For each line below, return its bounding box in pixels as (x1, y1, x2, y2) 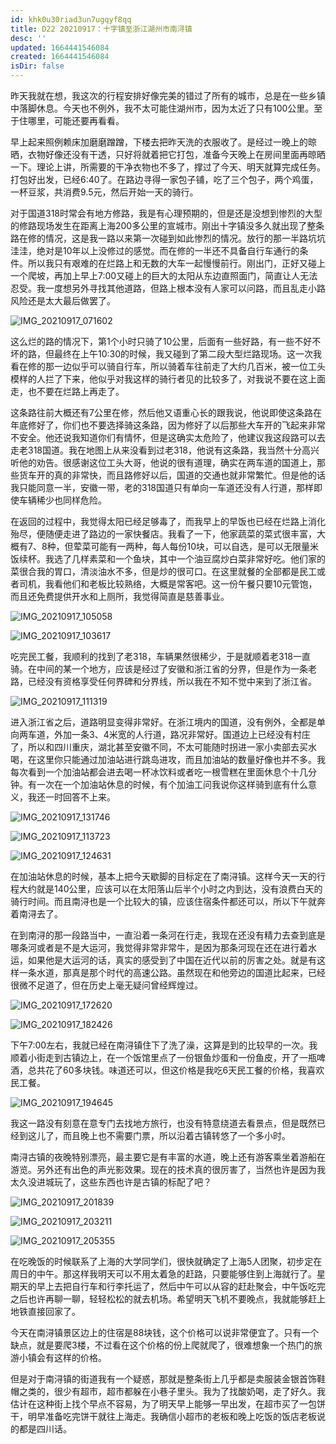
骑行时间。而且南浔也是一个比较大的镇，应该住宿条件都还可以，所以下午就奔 (10, 896, 326, 907)
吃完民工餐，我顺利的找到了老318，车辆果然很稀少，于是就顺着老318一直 (10, 651, 312, 662)
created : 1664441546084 (10, 52, 110, 62)
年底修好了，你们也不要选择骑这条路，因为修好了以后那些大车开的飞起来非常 (10, 419, 326, 431)
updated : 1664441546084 (10, 42, 110, 53)
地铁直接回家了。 (10, 1306, 81, 1317)
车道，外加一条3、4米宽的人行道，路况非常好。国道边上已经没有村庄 (27, 729, 311, 740)
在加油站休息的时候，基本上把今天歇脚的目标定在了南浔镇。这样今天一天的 (10, 871, 317, 882)
